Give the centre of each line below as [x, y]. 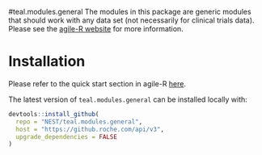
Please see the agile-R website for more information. [96, 29]
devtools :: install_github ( [54, 114]
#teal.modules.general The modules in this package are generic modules [130, 12]
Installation [47, 62]
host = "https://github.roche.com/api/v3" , [90, 129]
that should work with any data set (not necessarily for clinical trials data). [131, 20]
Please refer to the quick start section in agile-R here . [97, 83]
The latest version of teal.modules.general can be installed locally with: [128, 99]
